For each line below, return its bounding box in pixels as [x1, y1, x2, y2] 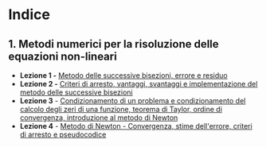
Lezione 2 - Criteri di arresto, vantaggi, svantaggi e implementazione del [19, 79, 258, 88]
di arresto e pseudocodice [19, 130, 107, 139]
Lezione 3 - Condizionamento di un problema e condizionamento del [19, 96, 246, 105]
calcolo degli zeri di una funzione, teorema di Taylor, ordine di [19, 105, 223, 114]
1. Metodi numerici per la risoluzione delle [8, 37, 219, 51]
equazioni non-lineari [8, 49, 117, 63]
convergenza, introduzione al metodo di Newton [19, 113, 178, 122]
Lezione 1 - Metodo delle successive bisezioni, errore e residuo [19, 71, 229, 80]
